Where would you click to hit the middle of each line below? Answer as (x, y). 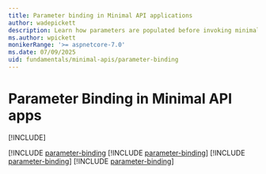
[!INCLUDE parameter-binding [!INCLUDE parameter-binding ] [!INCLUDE (127, 153)
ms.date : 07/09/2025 (42, 52)
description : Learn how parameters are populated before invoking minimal (134, 30)
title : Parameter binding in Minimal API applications (101, 15)
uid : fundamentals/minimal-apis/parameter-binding (93, 60)
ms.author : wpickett (42, 38)
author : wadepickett (42, 23)
